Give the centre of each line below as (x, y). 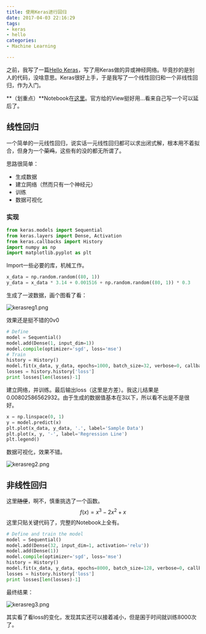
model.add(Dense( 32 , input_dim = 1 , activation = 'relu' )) (78, 545)
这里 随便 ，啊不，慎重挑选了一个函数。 (55, 501)
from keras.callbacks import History (55, 242)
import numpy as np (31, 247)
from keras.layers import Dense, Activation (64, 236)
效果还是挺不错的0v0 (33, 320)
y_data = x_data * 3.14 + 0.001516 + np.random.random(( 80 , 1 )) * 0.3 (98, 283)
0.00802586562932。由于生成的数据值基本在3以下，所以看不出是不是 (95, 397)
